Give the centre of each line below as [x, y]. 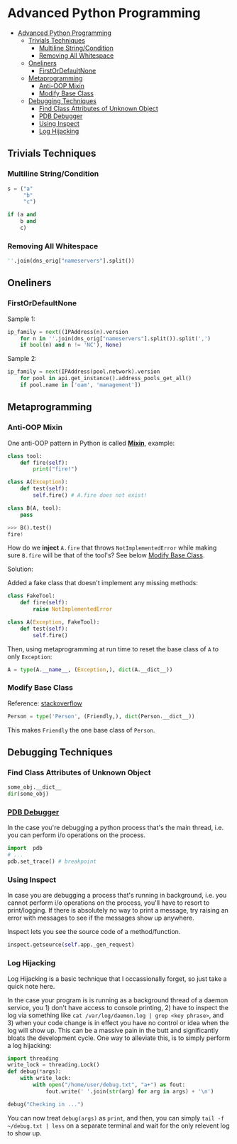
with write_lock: [46, 1079]
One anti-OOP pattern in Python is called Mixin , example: [91, 443]
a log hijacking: [29, 1045]
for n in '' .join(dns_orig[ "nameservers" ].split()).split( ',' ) [116, 339]
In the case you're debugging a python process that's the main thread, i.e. [116, 828]
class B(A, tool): [34, 508]
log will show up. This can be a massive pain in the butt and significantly [113, 1030]
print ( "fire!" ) [55, 469]
